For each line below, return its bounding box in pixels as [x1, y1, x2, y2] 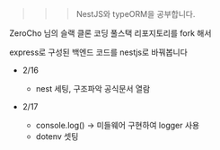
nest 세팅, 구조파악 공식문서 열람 [35, 84, 151, 93]
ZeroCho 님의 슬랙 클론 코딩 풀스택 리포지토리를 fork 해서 [9, 28, 212, 39]
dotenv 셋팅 [35, 131, 79, 142]
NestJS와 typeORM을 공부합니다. [75, 9, 196, 19]
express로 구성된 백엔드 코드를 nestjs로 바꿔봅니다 [9, 47, 189, 57]
